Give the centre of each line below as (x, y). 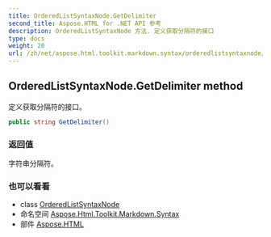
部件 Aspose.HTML (52, 224)
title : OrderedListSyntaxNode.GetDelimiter (83, 16)
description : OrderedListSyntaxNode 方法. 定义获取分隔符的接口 (111, 31)
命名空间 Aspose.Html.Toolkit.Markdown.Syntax (100, 214)
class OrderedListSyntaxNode (70, 205)
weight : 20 (27, 46)
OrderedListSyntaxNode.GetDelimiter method (126, 86)
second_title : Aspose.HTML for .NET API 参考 (85, 23)
